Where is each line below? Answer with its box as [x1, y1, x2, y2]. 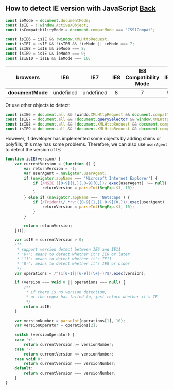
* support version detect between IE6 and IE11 [16, 247, 121, 252]
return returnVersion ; [24, 223, 73, 228]
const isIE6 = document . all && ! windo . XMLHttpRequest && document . [5, 112, 153, 117]
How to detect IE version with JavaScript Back [5, 4, 156, 13]
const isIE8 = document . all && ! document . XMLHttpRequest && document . [5, 121, 160, 127]
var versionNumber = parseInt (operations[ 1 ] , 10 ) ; [14, 318, 126, 323]
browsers [16, 74, 40, 81]
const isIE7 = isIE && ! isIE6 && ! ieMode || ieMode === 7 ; [5, 41, 135, 47]
